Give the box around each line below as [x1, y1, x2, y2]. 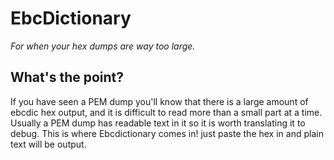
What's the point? [10, 69, 125, 86]
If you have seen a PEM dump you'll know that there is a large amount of [10, 95, 309, 107]
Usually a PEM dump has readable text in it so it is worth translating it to [10, 117, 306, 129]
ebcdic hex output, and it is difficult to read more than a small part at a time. [10, 106, 323, 118]
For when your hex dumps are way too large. [10, 40, 196, 52]
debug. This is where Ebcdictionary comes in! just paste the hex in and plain [10, 127, 324, 139]
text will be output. [10, 138, 87, 150]
